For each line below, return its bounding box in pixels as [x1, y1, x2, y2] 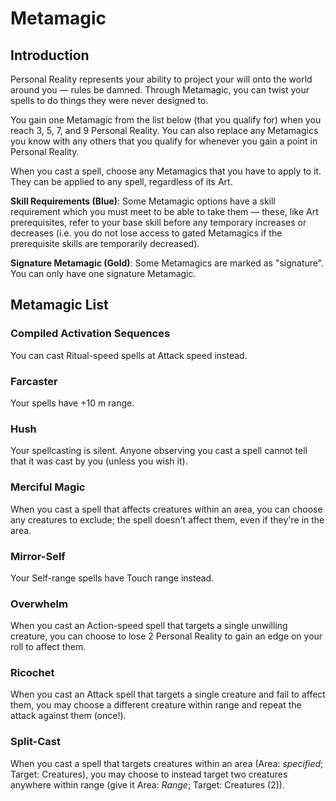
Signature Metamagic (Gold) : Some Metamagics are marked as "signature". [10, 257, 325, 269]
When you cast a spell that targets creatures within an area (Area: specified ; [10, 757, 324, 769]
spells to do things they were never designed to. [10, 95, 209, 106]
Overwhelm [10, 597, 68, 611]
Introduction [10, 47, 90, 64]
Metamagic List [10, 297, 109, 314]
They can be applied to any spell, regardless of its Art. [10, 176, 233, 187]
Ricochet [10, 666, 55, 680]
